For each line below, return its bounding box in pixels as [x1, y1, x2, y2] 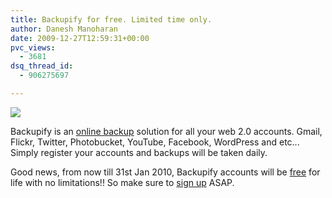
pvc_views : [10, 42, 56, 53]
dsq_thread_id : [10, 61, 74, 71]
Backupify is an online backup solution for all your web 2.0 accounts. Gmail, [10, 125, 323, 137]
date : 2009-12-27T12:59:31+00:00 [10, 33, 150, 43]
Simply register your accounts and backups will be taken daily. [10, 146, 268, 158]
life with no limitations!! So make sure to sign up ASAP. [10, 176, 235, 188]
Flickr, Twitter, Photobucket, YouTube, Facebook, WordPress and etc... [10, 136, 300, 148]
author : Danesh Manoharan [10, 24, 118, 34]
